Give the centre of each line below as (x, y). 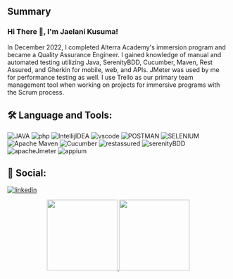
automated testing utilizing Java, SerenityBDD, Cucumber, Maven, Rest (110, 62)
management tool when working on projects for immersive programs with (114, 85)
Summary (29, 12)
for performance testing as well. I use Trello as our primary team (100, 77)
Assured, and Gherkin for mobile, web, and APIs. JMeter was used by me (113, 69)
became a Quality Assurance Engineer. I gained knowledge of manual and (114, 54)
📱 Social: (27, 173)
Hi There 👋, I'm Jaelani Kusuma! (63, 32)
